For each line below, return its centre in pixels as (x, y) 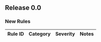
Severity (65, 34)
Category (40, 34)
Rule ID (16, 34)
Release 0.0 (23, 8)
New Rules (18, 21)
